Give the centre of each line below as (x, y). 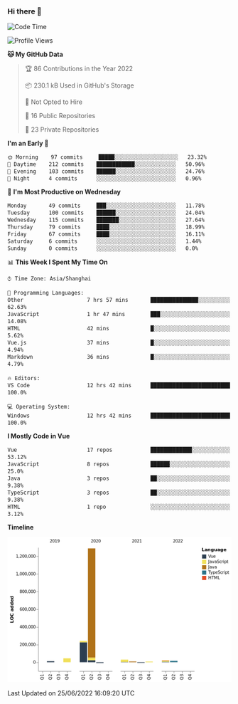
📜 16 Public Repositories (60, 116)
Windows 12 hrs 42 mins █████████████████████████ (119, 416)
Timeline (21, 527)
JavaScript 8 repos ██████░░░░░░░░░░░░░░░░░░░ (119, 464)
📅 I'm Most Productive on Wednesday (64, 192)
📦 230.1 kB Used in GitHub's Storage (79, 85)
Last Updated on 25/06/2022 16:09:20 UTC (71, 693)
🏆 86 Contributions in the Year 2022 (79, 69)
